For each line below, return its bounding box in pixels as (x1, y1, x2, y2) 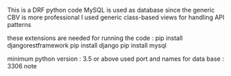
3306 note (7, 62, 37, 70)
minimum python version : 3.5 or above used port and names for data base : (7, 55, 224, 63)
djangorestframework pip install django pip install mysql (7, 41, 166, 49)
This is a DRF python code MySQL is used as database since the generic (7, 6, 215, 14)
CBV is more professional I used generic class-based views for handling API (7, 13, 225, 21)
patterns (7, 21, 31, 28)
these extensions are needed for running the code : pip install (7, 34, 183, 42)
